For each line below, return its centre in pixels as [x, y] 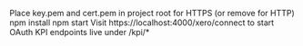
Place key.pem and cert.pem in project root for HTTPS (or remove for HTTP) [152, 13]
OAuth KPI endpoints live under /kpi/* [80, 32]
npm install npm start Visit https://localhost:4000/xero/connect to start [142, 23]
